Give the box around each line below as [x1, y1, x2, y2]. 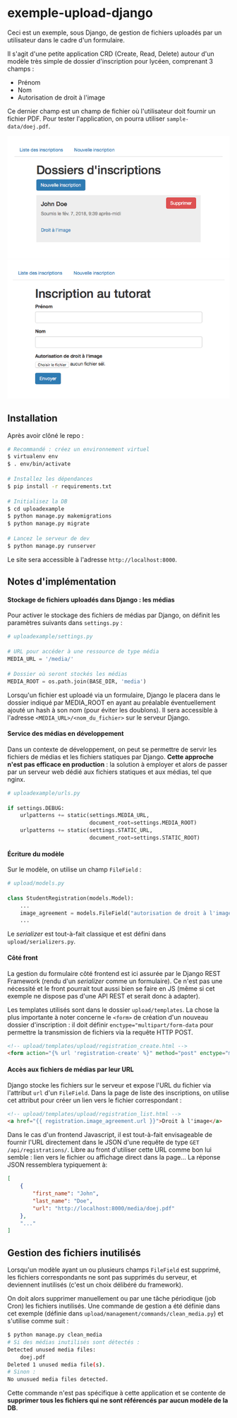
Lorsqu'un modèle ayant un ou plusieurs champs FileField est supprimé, [7, 1265, 221, 1274]
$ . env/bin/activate [7, 460, 71, 467]
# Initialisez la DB [7, 498, 68, 505]
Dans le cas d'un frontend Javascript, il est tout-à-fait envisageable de [7, 1131, 213, 1139]
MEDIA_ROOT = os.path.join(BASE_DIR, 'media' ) [7, 678, 147, 685]
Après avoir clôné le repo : [7, 431, 84, 439]
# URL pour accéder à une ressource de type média [7, 648, 159, 655]
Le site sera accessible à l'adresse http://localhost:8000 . [7, 555, 178, 564]
